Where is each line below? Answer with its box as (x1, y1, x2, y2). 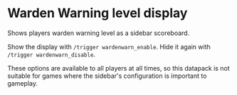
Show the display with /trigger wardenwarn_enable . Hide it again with (7, 42, 211, 51)
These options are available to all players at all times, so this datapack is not (7, 64, 230, 72)
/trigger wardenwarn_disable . (7, 50, 96, 59)
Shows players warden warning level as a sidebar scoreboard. (7, 29, 190, 37)
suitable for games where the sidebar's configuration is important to (7, 71, 207, 80)
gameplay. (7, 79, 38, 87)
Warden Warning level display (7, 5, 188, 21)
